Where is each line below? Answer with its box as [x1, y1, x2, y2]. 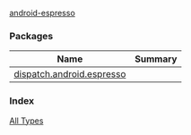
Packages [9, 30, 54, 42]
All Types [9, 115, 44, 126]
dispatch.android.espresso [13, 68, 126, 80]
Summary [134, 53, 178, 65]
